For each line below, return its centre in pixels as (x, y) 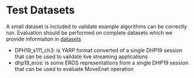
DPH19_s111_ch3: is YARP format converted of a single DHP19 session (98, 50)
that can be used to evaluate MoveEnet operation (74, 69)
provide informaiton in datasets (44, 39)
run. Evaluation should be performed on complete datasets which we (89, 32)
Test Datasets (40, 10)
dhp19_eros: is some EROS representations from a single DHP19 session (101, 63)
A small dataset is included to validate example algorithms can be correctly (97, 26)
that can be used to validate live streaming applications (81, 56)
